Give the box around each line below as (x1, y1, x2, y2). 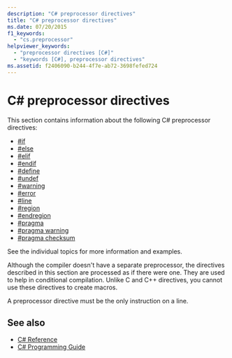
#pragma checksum (17, 233, 75, 242)
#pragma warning (17, 226, 69, 235)
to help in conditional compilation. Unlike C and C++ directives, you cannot (7, 275, 223, 284)
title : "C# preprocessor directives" (7, 17, 117, 24)
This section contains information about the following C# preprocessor (7, 116, 211, 124)
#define (17, 166, 41, 175)
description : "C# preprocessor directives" (7, 10, 136, 18)
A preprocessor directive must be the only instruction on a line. (7, 296, 189, 305)
